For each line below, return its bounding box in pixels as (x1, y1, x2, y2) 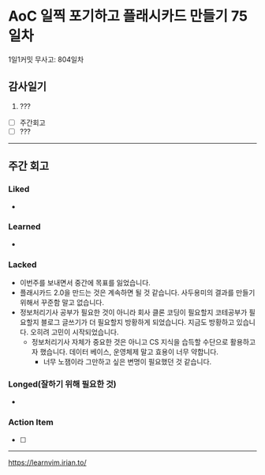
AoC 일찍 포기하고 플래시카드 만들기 (8, 7, 229, 25)
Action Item (8, 417, 54, 428)
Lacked (8, 258, 37, 270)
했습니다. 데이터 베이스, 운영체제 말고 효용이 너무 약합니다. (39, 347, 219, 356)
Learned (8, 221, 41, 232)
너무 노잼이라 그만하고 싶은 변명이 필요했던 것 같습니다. (43, 357, 212, 367)
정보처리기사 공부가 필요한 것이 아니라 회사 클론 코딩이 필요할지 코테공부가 (19, 307, 248, 317)
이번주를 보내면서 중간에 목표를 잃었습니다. (19, 278, 151, 288)
